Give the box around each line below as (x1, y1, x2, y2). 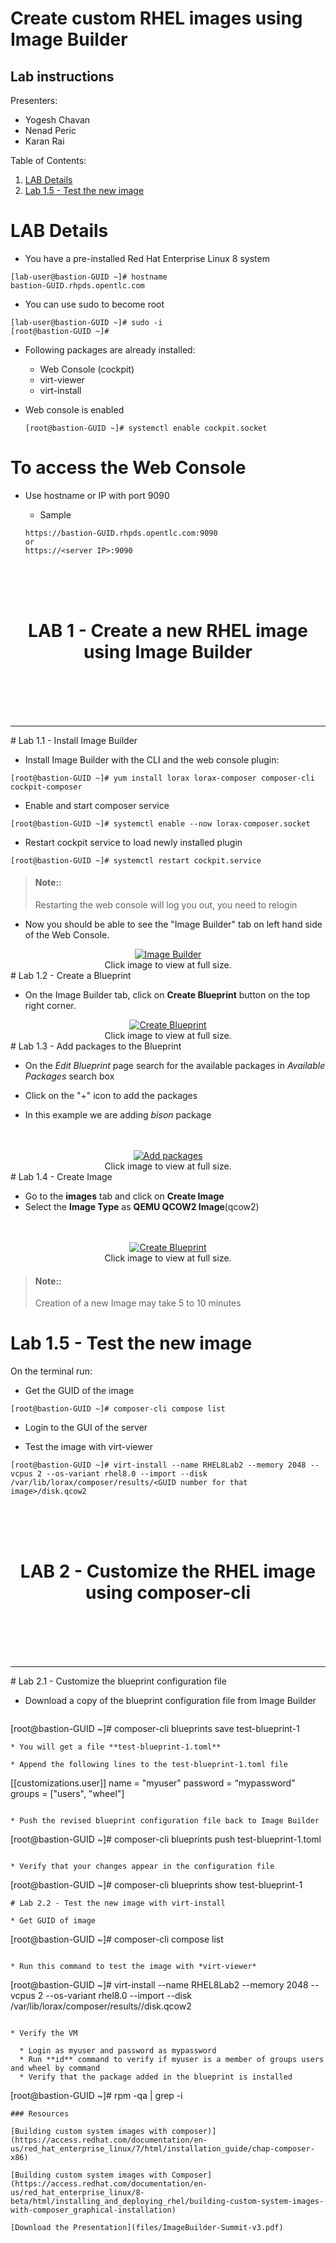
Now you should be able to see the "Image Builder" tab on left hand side (24, 918, 323, 931)
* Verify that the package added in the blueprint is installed (19, 2072, 293, 2082)
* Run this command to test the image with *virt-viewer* (10, 1962, 257, 1972)
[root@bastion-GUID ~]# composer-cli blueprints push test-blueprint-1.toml (10, 1833, 322, 1846)
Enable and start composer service (24, 799, 170, 811)
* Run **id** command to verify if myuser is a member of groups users (19, 2055, 325, 2065)
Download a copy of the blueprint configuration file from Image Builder (24, 1695, 317, 1707)
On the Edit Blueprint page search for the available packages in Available (24, 1060, 326, 1072)
